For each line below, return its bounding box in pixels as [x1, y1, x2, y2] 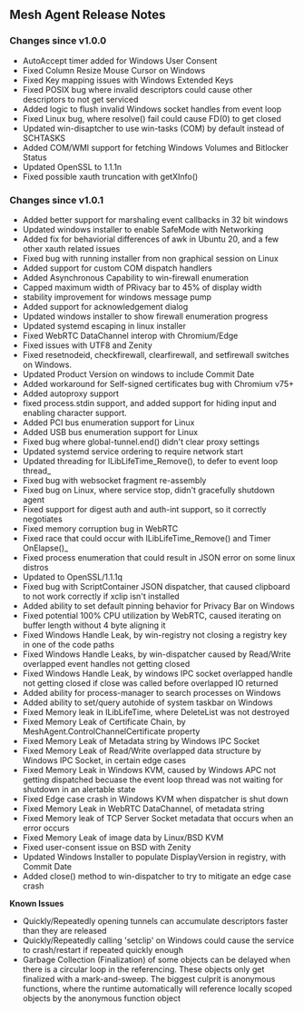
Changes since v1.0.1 [9, 194, 104, 206]
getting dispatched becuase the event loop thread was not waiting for [22, 774, 283, 785]
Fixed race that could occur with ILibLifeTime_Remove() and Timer [22, 532, 271, 543]
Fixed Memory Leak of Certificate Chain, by [22, 716, 186, 727]
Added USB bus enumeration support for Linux [22, 426, 198, 437]
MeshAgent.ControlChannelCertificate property [22, 726, 201, 737]
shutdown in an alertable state [22, 783, 136, 794]
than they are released [22, 925, 107, 936]
